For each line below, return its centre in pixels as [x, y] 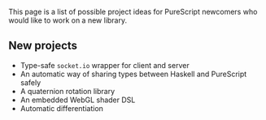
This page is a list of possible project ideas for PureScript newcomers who [133, 12]
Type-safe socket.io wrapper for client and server [105, 65]
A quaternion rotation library [68, 91]
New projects [43, 46]
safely [31, 82]
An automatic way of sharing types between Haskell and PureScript [133, 74]
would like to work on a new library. [68, 20]
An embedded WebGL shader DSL [78, 100]
